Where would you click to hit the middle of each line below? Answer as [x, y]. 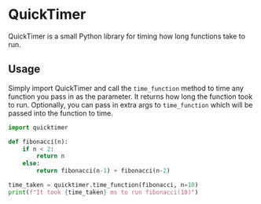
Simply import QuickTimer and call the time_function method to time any [126, 88]
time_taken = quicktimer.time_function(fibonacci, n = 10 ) [103, 185]
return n [51, 156]
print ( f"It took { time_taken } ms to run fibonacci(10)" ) [103, 192]
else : [31, 164]
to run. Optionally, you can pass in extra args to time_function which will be [130, 104]
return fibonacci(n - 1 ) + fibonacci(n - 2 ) [103, 171]
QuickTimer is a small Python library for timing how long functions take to [127, 36]
